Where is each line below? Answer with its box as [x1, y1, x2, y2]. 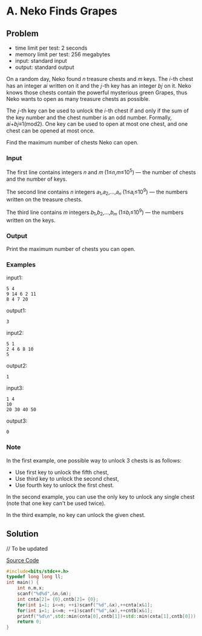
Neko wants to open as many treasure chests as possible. [6, 96, 150, 102]
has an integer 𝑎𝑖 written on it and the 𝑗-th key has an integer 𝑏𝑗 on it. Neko [6, 82, 192, 89]
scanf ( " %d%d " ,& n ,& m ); [17, 591, 71, 597]
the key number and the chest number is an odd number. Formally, [6, 114, 172, 121]
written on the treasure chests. [6, 196, 83, 203]
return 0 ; [17, 618, 42, 625]
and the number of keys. [6, 175, 68, 183]
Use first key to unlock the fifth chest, [15, 469, 109, 476]
